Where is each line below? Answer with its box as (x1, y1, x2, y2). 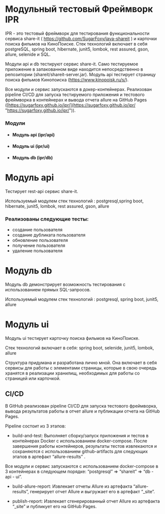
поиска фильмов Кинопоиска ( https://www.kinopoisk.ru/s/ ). (5, 77, 129, 83)
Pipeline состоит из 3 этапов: (5, 423, 66, 429)
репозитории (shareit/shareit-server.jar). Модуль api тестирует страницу (5, 71, 156, 77)
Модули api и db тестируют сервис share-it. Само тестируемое (5, 61, 138, 67)
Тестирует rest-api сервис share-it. (5, 188, 78, 194)
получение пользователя (12, 242, 66, 248)
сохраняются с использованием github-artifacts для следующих (12, 448, 148, 454)
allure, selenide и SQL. (5, 51, 51, 57)
